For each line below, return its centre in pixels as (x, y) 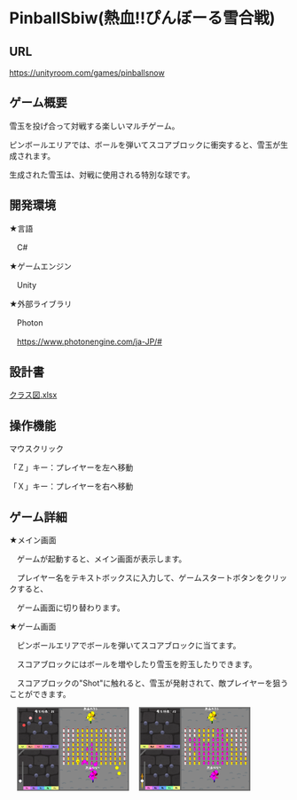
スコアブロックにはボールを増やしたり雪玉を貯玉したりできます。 (137, 664)
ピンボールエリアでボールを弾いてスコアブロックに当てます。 (129, 646)
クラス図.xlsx (33, 395)
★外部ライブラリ (41, 303)
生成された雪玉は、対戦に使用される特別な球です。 (102, 175)
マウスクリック (36, 449)
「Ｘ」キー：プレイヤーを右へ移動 (71, 486)
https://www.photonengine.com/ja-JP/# (90, 341)
